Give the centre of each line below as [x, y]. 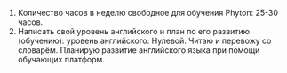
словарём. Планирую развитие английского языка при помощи [139, 50]
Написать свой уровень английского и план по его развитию [134, 31]
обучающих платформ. [61, 59]
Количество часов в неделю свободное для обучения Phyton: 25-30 [147, 13]
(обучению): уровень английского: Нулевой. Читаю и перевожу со [144, 40]
